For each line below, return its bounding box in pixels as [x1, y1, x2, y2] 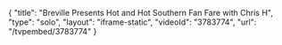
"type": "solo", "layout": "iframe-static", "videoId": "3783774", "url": [8, 17, 257, 27]
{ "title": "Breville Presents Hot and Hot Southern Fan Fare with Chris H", [8, 8, 273, 18]
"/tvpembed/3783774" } [8, 26, 97, 36]
